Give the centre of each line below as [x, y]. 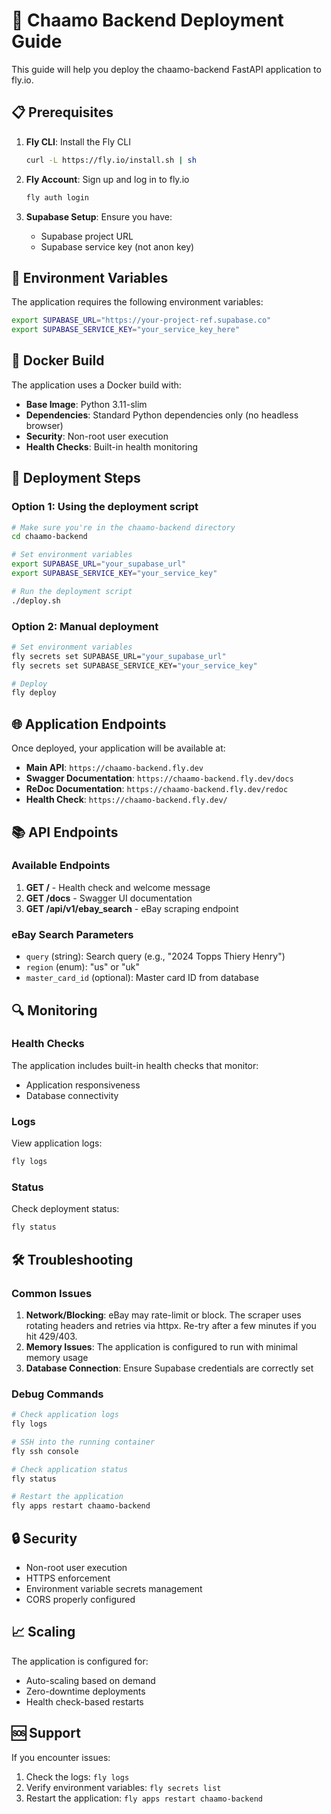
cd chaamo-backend [49, 537]
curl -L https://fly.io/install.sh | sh [111, 160]
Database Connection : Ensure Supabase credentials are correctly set [169, 1368]
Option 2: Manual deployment [85, 626]
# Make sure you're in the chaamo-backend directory [123, 527]
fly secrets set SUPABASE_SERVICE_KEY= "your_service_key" [134, 665]
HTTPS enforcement [68, 1578]
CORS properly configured [80, 1599]
